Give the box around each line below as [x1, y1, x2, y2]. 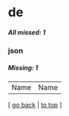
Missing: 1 [8, 63, 38, 71]
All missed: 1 [8, 28, 46, 36]
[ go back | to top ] [8, 100, 62, 110]
